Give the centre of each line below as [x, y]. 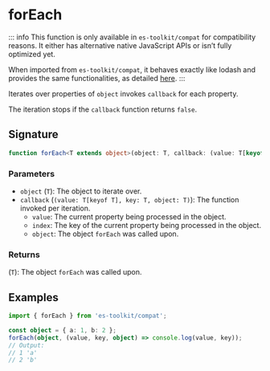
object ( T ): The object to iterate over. [81, 191]
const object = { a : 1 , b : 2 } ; [62, 330]
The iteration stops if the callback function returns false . [103, 109]
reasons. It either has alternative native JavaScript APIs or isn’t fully [120, 45]
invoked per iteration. [55, 208]
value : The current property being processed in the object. [129, 216]
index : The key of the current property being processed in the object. [147, 225]
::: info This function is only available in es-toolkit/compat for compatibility [132, 37]
